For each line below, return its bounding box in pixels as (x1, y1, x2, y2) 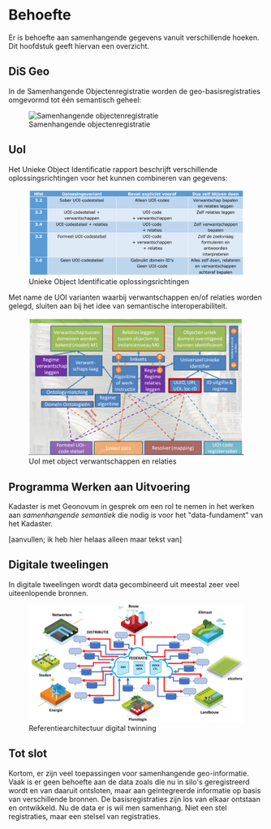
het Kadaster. (8, 518, 54, 529)
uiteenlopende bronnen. (8, 588, 89, 598)
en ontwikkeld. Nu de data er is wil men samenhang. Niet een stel (8, 802, 227, 813)
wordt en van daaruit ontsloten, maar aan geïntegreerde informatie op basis (8, 785, 261, 795)
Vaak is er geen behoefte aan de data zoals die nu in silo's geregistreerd (8, 777, 250, 787)
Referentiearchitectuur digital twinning (28, 723, 157, 732)
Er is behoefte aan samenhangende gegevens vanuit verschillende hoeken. (8, 32, 260, 42)
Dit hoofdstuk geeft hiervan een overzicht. (8, 41, 150, 50)
